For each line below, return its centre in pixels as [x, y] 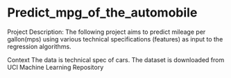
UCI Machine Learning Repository [55, 67]
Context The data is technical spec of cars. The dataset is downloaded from [116, 59]
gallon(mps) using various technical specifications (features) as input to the [115, 39]
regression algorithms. [39, 46]
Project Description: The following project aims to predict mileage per [106, 32]
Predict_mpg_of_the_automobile [102, 13]
